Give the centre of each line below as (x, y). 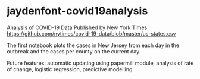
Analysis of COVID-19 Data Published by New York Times (77, 27)
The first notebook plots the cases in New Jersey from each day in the (93, 45)
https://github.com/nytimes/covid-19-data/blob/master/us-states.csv (91, 33)
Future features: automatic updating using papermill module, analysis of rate (100, 63)
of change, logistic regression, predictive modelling (70, 69)
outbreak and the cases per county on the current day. (74, 51)
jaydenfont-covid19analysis (77, 11)
